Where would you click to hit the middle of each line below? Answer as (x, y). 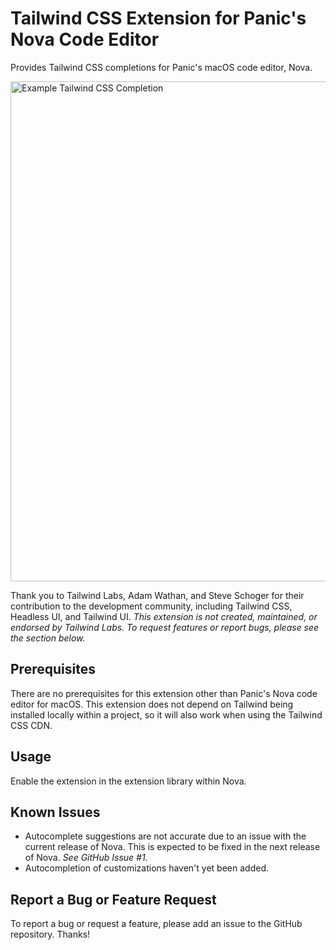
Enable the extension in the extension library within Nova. (128, 781)
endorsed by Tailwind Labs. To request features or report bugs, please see (165, 627)
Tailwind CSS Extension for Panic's (158, 18)
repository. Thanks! (50, 934)
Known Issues (55, 812)
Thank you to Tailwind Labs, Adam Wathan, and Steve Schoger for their (157, 595)
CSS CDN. (31, 725)
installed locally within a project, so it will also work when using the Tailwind (166, 714)
